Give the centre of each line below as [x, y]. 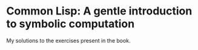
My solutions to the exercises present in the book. [69, 40]
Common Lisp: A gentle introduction [99, 11]
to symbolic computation [71, 24]
